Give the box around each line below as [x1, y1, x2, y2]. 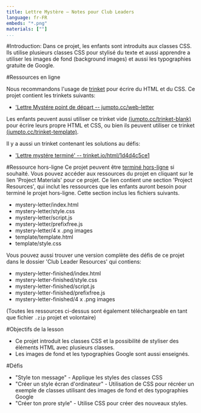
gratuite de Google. [6, 62, 55, 69]
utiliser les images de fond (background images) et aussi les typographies [6, 55, 191, 63]
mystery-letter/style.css [15, 208, 75, 215]
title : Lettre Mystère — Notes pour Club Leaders [6, 9, 135, 15]
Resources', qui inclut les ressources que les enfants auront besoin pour [6, 183, 187, 190]
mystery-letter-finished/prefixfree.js [15, 289, 106, 296]
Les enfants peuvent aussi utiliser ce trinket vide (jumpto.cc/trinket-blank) [6, 115, 191, 123]
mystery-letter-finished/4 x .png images [15, 296, 115, 303]
